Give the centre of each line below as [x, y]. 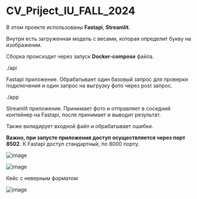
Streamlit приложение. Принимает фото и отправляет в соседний [88, 108]
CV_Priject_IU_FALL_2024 [71, 11]
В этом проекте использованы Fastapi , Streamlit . [68, 27]
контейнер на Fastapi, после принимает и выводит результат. [83, 115]
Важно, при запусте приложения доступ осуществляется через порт [96, 138]
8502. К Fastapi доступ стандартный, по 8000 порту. [73, 143]
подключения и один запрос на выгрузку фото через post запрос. [89, 85]
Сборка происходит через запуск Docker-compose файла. [80, 56]
